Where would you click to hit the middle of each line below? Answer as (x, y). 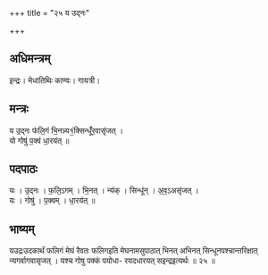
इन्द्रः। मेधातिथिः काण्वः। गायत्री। (55, 80)
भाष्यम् (22, 229)
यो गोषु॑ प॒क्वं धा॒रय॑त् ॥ (39, 140)
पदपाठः (24, 169)
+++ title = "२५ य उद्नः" (50, 13)
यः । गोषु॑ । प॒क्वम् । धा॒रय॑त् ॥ (52, 201)
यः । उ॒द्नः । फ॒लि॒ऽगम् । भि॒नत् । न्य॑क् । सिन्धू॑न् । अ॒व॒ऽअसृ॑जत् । (104, 190)
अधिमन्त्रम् (30, 58)
